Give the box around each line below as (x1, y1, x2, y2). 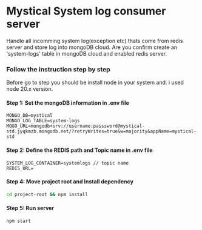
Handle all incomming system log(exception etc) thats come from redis (6, 37, 183, 44)
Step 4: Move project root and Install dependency (6, 178, 133, 185)
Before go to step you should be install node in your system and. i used (6, 79, 184, 86)
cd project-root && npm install (6, 191, 88, 197)
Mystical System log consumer (6, 4, 166, 18)
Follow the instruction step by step (6, 65, 110, 73)
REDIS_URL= (6, 165, 34, 171)
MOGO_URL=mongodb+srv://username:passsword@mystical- (6, 123, 146, 130)
